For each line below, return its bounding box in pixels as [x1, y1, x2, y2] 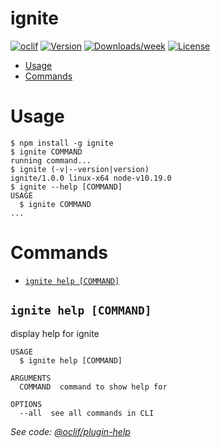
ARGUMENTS [10, 373, 52, 383]
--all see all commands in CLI [19, 408, 155, 418]
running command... [10, 155, 92, 166]
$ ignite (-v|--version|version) [10, 164, 150, 174]
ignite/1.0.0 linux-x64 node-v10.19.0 [10, 173, 172, 183]
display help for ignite [10, 327, 100, 339]
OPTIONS [10, 399, 43, 409]
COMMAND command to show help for [19, 382, 168, 392]
